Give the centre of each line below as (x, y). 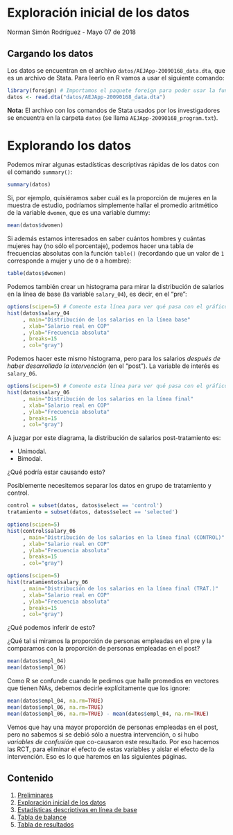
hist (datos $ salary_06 (38, 393)
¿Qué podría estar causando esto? (56, 472)
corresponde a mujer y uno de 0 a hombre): (69, 261)
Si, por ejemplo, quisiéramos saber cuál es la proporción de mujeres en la (112, 198)
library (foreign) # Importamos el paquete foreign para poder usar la (111, 90)
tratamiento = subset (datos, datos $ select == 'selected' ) (93, 512)
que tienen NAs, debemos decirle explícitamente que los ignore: (99, 688)
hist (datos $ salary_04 (38, 313)
